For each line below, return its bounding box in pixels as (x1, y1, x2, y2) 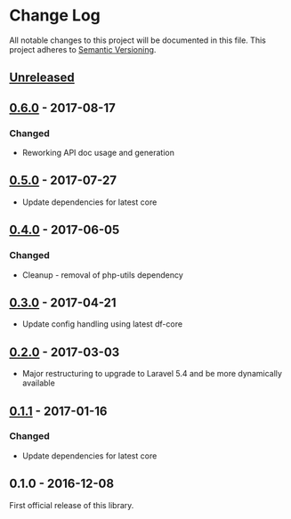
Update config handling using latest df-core (21, 319, 183, 329)
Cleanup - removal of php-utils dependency (21, 269, 184, 280)
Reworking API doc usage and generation (21, 148, 175, 158)
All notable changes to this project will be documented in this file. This (9, 35, 267, 45)
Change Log (9, 5, 101, 26)
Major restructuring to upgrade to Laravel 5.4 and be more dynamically (21, 369, 283, 379)
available (21, 377, 55, 388)
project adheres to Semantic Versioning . (9, 44, 157, 54)
